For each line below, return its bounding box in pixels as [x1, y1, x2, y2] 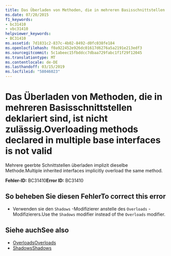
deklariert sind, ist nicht [5, 113, 108, 124]
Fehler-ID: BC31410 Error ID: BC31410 [5, 177, 84, 184]
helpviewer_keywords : [5, 31, 51, 36]
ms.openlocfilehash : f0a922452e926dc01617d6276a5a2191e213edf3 [5, 45, 142, 50]
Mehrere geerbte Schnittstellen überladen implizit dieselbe [5, 162, 128, 168]
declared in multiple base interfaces [5, 135, 161, 146]
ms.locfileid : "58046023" [5, 69, 60, 74]
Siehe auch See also [5, 226, 69, 235]
